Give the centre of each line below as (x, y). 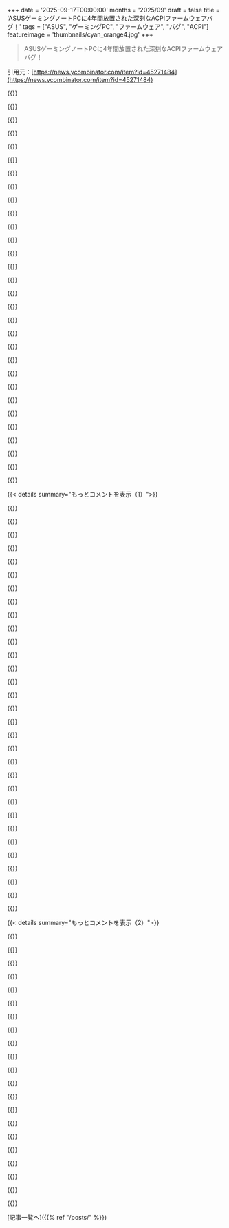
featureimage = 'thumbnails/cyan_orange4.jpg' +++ (80, 34)
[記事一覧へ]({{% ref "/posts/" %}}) (57, 1217)
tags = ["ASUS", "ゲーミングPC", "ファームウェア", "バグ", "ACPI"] (116, 27)
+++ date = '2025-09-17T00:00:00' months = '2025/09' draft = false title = (113, 10)
